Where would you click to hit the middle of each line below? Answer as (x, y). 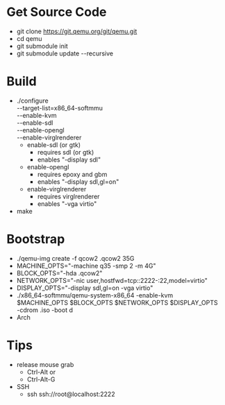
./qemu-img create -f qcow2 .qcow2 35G (75, 258)
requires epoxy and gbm (72, 174)
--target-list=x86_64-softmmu (60, 107)
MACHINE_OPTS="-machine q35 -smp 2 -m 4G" (86, 266)
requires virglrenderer (68, 196)
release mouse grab (45, 364)
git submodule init (42, 46)
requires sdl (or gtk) (66, 152)
